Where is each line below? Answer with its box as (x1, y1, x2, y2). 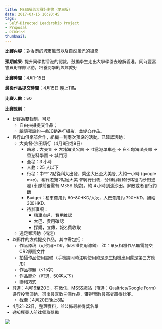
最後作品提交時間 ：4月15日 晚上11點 (5, 85, 77, 91)
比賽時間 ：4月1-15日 (5, 75, 46, 81)
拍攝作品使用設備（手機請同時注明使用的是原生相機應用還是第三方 (19, 254, 151, 260)
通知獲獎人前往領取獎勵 (12, 309, 59, 315)
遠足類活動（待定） (19, 230, 58, 236)
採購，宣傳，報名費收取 (33, 224, 81, 230)
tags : (5, 16, 16, 21)
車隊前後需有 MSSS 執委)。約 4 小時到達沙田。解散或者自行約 (33, 182, 157, 188)
